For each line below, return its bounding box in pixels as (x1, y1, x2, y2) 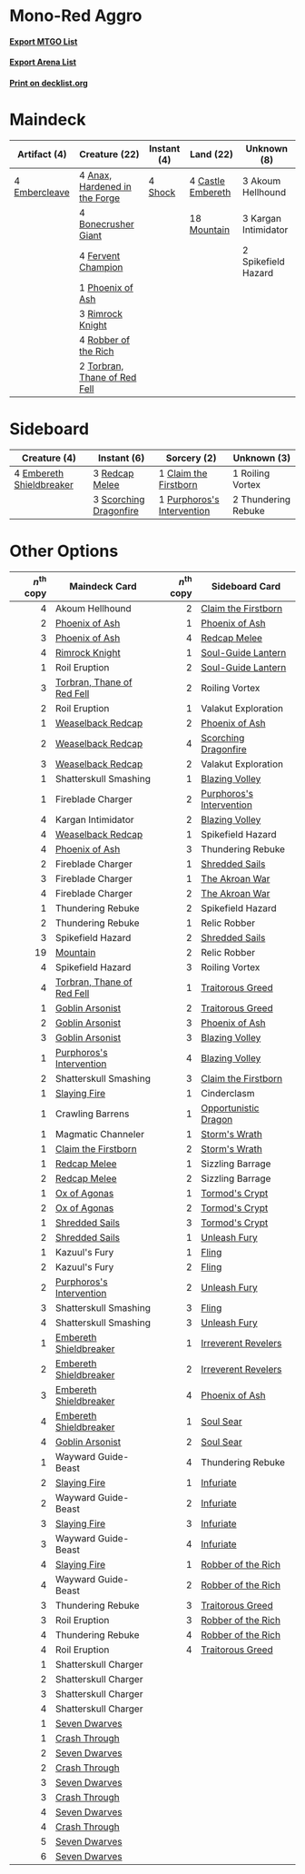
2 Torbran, (78, 360, 124, 372)
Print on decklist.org (9, 77, 88, 88)
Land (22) (190, 147, 233, 160)
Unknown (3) (232, 451, 291, 464)
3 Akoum (241, 174, 281, 187)
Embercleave (14, 185, 70, 198)
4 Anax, (78, 169, 112, 182)
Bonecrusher (78, 217, 134, 230)
